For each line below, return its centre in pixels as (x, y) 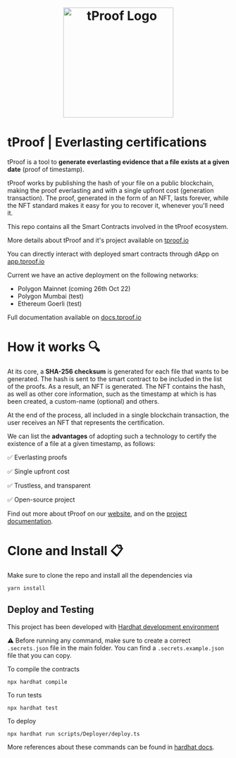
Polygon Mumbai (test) (51, 297)
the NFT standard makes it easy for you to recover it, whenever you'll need (116, 206)
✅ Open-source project (41, 499)
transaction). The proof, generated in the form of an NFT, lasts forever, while (118, 198)
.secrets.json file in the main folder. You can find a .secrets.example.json (116, 647)
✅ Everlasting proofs (37, 457)
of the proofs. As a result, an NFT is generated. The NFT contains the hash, (117, 387)
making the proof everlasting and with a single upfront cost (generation (111, 191)
